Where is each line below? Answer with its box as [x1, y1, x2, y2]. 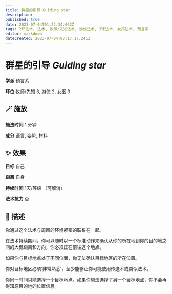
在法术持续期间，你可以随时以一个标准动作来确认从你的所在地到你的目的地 [5, 238, 162, 244]
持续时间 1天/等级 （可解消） [5, 185, 66, 191]
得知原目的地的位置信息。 [5, 283, 59, 289]
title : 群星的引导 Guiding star [5, 7, 71, 13]
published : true [5, 17, 40, 22]
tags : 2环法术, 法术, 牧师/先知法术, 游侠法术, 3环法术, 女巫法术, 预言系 [5, 27, 149, 32]
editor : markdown [5, 31, 42, 36]
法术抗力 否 [5, 196, 29, 202]
